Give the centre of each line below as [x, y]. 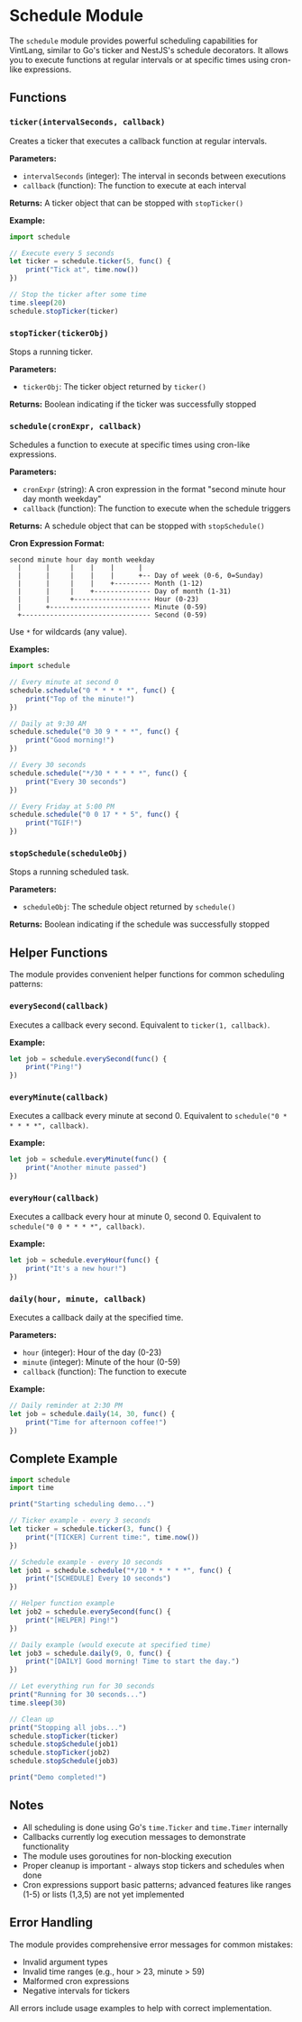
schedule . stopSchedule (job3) [64, 1761]
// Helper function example [62, 1604]
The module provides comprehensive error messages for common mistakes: [151, 1944]
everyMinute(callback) [59, 1098]
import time [32, 1488]
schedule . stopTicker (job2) [60, 1753]
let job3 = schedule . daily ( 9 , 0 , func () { [90, 1653]
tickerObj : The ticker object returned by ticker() [114, 386]
